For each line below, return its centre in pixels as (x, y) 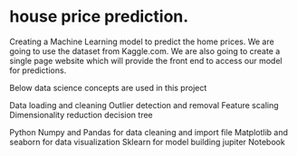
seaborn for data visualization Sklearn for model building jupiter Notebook (147, 142)
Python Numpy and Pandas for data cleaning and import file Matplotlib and (148, 132)
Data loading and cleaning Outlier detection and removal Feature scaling (144, 105)
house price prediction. (99, 17)
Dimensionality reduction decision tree (81, 115)
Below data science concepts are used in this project (108, 87)
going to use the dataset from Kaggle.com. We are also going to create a (145, 50)
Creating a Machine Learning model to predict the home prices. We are (142, 41)
